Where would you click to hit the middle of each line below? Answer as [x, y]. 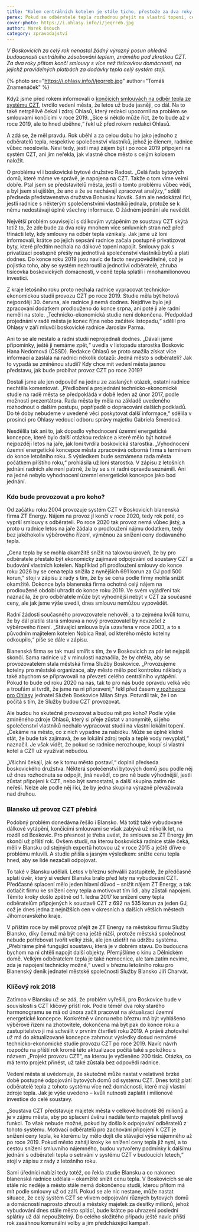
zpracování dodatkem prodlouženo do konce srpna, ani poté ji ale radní [93, 308]
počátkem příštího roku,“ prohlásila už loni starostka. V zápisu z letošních [96, 462]
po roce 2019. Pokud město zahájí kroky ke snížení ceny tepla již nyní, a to [97, 1142]
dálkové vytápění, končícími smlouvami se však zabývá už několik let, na [95, 828]
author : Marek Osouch [33, 28]
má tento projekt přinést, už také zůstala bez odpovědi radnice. [84, 1062]
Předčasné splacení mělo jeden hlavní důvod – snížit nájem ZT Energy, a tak [99, 884]
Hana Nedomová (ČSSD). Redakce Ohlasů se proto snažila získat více [92, 352]
